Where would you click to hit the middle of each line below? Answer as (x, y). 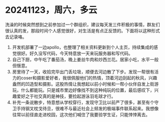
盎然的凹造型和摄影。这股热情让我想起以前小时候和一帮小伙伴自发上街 (83, 84)
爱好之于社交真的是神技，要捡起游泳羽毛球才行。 (66, 96)
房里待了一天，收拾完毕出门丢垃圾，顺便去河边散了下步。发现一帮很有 (83, 72)
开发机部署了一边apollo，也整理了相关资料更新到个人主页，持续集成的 (83, 47)
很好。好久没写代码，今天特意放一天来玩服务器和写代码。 (75, 53)
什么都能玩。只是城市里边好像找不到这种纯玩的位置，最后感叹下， (88, 90)
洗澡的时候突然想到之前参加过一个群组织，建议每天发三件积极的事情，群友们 (82, 24)
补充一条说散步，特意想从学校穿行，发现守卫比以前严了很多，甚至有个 (83, 102)
